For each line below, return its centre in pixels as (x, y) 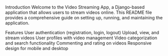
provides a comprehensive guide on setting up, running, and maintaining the (84, 18)
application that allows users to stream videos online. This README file (78, 12)
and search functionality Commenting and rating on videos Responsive (78, 43)
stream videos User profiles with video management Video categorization (81, 38)
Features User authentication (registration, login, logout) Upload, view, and (82, 32)
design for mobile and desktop (37, 48)
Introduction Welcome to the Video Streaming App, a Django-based (75, 7)
